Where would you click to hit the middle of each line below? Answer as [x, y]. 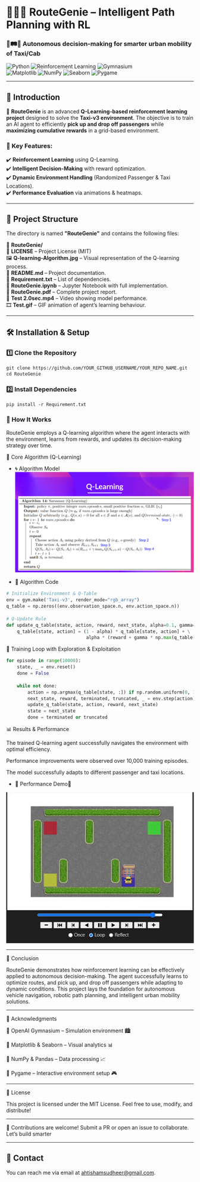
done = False [33, 673]
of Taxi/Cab [23, 54]
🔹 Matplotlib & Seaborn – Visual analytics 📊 [60, 1045]
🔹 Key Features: [29, 146]
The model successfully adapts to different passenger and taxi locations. [96, 772]
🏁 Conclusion [23, 958]
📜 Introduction [33, 97]
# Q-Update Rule [26, 619]
